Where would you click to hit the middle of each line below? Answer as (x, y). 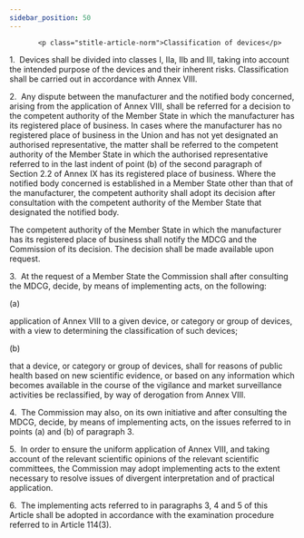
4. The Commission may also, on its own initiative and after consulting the (148, 412)
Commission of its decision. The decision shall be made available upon (142, 249)
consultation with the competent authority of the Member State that (136, 202)
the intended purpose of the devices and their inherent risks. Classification (149, 69)
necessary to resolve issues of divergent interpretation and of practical (142, 478)
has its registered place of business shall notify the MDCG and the (133, 239)
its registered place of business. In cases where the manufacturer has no (146, 125)
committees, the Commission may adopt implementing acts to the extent (145, 468)
